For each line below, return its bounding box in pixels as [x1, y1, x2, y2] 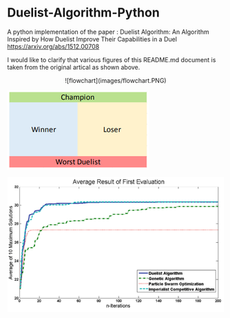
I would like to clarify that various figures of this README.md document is [7, 55, 216, 63]
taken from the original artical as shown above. [7, 63, 140, 71]
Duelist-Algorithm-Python [7, 5, 160, 21]
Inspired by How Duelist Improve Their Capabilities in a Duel [7, 34, 178, 43]
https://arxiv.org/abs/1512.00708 [7, 42, 100, 50]
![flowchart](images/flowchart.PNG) [65, 76, 167, 84]
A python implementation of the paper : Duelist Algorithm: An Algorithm [7, 28, 209, 36]
